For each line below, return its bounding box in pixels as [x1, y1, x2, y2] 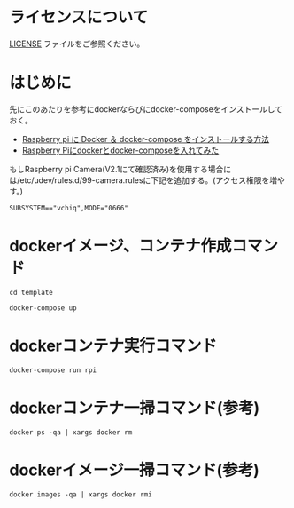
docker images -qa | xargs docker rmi [9, 489, 152, 499]
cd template [9, 288, 53, 297]
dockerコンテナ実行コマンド [9, 336, 217, 355]
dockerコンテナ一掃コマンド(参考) [9, 398, 260, 417]
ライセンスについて [9, 7, 149, 28]
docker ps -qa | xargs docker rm [9, 427, 133, 437]
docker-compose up [9, 303, 77, 313]
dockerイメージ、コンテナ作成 [9, 236, 232, 257]
